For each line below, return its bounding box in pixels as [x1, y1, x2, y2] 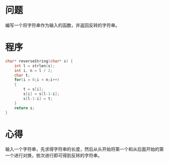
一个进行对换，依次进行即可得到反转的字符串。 [5, 152, 102, 158]
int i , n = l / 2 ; [14, 68, 53, 73]
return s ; [14, 105, 35, 111]
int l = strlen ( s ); [14, 63, 55, 68]
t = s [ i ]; [23, 87, 44, 92]
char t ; [14, 72, 30, 78]
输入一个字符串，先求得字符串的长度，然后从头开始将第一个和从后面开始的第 [5, 146, 164, 152]
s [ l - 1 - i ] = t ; [23, 96, 53, 101]
